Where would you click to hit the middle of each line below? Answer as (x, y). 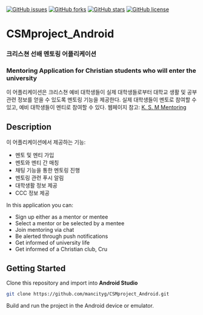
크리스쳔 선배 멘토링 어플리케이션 (52, 54)
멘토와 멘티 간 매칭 (37, 163)
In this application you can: (40, 205)
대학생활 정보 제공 (36, 186)
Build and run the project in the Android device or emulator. (80, 305)
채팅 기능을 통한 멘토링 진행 (48, 171)
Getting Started (36, 268)
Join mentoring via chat (45, 230)
